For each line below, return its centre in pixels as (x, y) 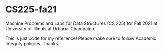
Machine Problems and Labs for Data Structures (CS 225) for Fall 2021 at (81, 23)
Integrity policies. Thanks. (32, 43)
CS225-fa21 (31, 9)
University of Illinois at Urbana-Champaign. (51, 28)
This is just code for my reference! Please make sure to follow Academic (81, 38)
